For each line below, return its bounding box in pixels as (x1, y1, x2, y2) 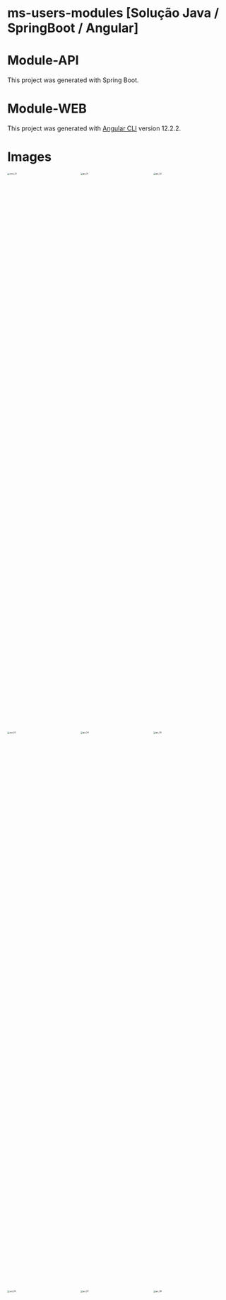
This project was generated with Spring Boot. (7, 76, 139, 84)
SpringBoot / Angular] (7, 20, 139, 36)
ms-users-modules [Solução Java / (7, 5, 219, 21)
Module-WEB (7, 101, 87, 117)
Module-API (7, 52, 79, 69)
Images (7, 149, 52, 165)
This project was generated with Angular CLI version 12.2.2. (7, 124, 182, 132)
